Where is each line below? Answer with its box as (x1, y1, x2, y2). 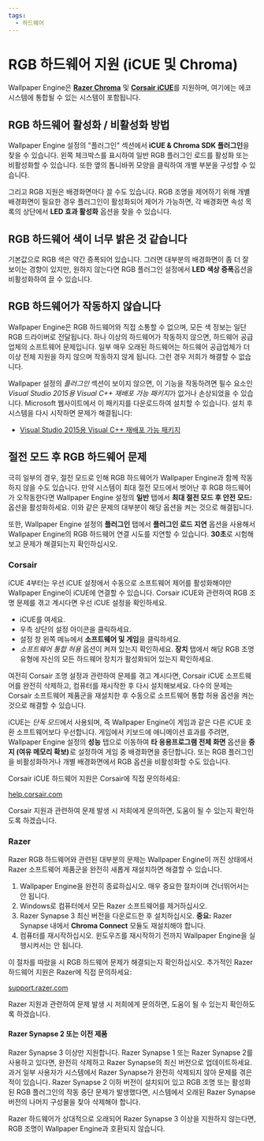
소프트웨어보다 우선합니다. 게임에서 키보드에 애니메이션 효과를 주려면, (16, 727, 229, 736)
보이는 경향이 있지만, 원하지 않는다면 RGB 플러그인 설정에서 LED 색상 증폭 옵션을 (8, 265, 254, 274)
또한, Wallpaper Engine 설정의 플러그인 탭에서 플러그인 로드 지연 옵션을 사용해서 (8, 519, 256, 529)
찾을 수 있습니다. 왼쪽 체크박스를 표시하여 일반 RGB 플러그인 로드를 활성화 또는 (8, 151, 250, 160)
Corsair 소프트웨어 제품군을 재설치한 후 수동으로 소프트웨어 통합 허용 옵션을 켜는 (8, 691, 255, 700)
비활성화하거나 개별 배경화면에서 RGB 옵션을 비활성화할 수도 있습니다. (16, 756, 231, 766)
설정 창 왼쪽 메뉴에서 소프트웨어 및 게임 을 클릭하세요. (19, 634, 181, 644)
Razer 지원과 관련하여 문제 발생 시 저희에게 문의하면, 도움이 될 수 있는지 (8, 1000, 229, 1009)
